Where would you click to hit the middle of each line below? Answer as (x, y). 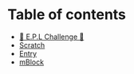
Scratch (32, 45)
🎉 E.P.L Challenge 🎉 (51, 37)
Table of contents (67, 15)
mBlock (32, 62)
